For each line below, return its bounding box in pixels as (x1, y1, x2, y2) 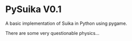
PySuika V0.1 (5, 4, 62, 15)
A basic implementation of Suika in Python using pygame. (5, 20, 127, 26)
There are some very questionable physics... (5, 30, 100, 36)
